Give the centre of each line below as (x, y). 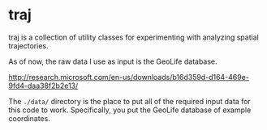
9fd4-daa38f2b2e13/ (43, 86)
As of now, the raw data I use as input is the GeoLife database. (113, 61)
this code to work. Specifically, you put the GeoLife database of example (130, 110)
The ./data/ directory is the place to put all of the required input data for (130, 101)
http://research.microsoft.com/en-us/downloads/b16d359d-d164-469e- (129, 77)
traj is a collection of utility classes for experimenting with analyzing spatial (134, 37)
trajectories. (28, 45)
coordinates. (29, 118)
